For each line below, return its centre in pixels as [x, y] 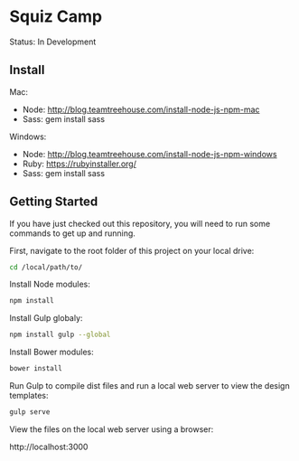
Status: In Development [53, 42]
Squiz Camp [56, 17]
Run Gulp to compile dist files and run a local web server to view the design [150, 386]
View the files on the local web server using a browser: [112, 429]
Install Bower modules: [52, 352]
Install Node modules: [50, 284]
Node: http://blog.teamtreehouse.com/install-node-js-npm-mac [141, 109]
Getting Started [54, 202]
